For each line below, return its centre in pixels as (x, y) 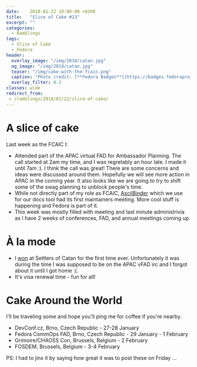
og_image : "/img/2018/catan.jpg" (52, 66)
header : (16, 55)
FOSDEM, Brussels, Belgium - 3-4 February (67, 346)
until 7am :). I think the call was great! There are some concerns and (96, 168)
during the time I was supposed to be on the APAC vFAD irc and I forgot (101, 264)
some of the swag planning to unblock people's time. (79, 187)
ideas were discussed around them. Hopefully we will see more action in (102, 174)
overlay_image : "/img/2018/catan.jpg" (59, 60)
